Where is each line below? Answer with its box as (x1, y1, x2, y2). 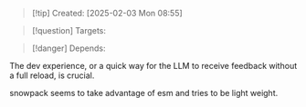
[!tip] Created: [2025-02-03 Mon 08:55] (31, 8, 183, 18)
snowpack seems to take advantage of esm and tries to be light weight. (9, 88, 279, 98)
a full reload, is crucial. (9, 70, 95, 81)
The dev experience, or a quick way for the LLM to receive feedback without (9, 61, 298, 71)
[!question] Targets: (31, 25, 107, 35)
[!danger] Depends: (31, 43, 106, 53)
